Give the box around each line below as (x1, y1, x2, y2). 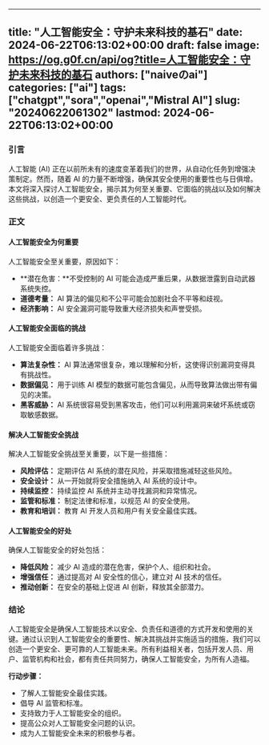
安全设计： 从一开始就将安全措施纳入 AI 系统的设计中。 (19, 476, 202, 485)
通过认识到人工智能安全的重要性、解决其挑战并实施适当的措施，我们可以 (22, 634, 261, 643)
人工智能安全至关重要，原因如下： (8, 256, 121, 266)
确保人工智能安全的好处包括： (8, 546, 106, 555)
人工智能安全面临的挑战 (8, 324, 86, 333)
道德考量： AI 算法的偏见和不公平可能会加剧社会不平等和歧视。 (19, 293, 228, 303)
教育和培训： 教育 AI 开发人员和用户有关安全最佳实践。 (19, 506, 202, 516)
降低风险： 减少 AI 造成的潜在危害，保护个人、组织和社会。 (19, 562, 216, 572)
